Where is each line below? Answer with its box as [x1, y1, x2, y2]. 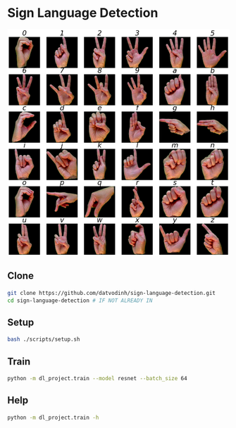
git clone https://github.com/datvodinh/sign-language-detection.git [7, 289, 216, 296]
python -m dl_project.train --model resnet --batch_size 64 [7, 375, 188, 382]
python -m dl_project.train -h [7, 414, 99, 421]
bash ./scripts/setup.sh [7, 336, 80, 343]
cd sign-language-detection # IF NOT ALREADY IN [7, 297, 153, 304]
